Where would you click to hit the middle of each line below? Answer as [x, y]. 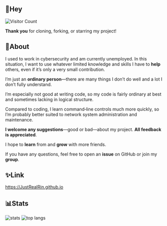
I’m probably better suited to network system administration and [71, 114]
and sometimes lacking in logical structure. [49, 99]
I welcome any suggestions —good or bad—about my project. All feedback [83, 129]
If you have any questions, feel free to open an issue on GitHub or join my [81, 154]
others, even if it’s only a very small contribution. [55, 69]
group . [12, 159]
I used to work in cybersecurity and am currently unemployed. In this [76, 58]
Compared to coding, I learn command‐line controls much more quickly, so [82, 109]
